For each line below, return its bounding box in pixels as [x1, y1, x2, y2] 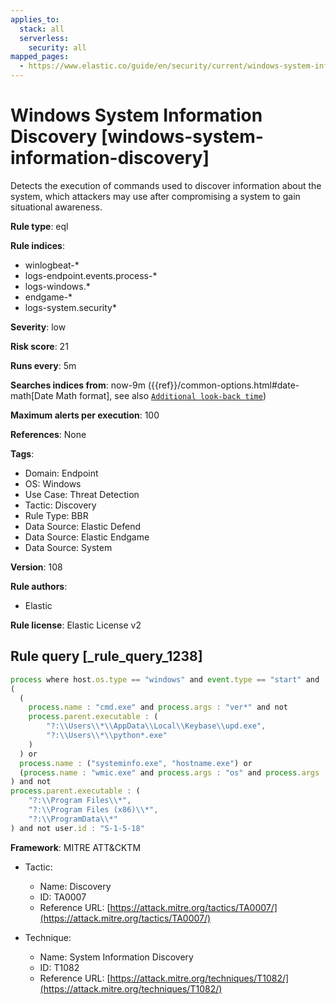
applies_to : [10, 14, 60, 25]
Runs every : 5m [10, 359, 77, 371]
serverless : [19, 33, 70, 43]
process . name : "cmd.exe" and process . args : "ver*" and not [28, 702, 289, 713]
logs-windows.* [24, 280, 91, 292]
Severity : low [10, 321, 67, 333]
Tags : [10, 447, 35, 460]
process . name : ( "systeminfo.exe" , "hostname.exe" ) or [19, 758, 253, 768]
